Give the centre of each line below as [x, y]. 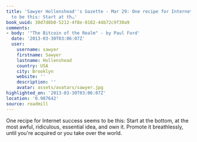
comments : [18, 28]
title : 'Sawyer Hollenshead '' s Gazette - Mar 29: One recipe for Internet [99, 11]
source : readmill [27, 104]
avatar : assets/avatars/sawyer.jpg [60, 88]
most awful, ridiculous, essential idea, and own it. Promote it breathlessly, [95, 127]
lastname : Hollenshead [44, 60]
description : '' [37, 82]
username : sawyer [38, 50]
